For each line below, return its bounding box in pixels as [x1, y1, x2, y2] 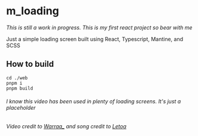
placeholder [6, 104, 36, 112]
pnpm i [6, 80, 23, 86]
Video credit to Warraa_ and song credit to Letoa [6, 122, 127, 129]
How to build [6, 59, 54, 69]
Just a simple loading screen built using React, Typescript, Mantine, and [6, 35, 184, 42]
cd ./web [6, 75, 28, 81]
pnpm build [6, 85, 33, 91]
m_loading [6, 4, 60, 18]
